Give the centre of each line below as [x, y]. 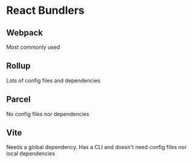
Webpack [25, 33]
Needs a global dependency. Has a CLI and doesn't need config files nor [96, 147]
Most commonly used [33, 47]
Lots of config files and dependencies [53, 80]
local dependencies [31, 153]
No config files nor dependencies [48, 114]
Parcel [19, 100]
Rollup [19, 66]
